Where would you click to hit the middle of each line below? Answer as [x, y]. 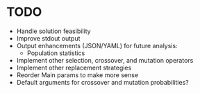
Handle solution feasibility [53, 31]
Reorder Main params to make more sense [77, 75]
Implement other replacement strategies [74, 68]
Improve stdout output [48, 38]
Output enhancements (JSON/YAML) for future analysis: [97, 45]
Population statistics [56, 53]
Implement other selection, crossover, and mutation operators [105, 60]
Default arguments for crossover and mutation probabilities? [102, 82]
